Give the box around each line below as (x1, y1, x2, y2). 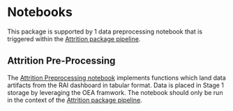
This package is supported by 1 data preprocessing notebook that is (7, 27, 203, 36)
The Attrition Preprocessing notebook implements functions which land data (7, 73, 227, 82)
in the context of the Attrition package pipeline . (7, 96, 143, 104)
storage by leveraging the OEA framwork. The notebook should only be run (7, 88, 223, 96)
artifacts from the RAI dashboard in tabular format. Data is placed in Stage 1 (7, 81, 225, 89)
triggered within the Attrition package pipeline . (7, 34, 141, 43)
